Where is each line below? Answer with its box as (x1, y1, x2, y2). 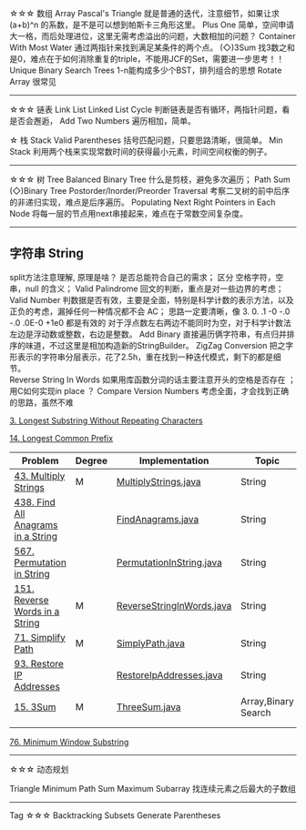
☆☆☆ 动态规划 (9, 764, 69, 774)
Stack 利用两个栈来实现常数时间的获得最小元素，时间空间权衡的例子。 (9, 147, 273, 157)
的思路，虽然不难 (9, 397, 74, 408)
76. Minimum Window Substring (9, 736, 129, 747)
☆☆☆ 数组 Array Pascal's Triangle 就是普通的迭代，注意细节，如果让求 (9, 8, 280, 18)
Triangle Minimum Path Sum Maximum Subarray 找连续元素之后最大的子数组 (9, 783, 297, 794)
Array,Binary (240, 694, 294, 707)
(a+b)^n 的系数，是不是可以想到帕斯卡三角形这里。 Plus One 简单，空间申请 (9, 19, 294, 30)
